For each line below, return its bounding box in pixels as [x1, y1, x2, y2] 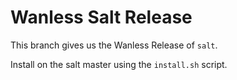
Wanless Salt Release [10, 6, 193, 29]
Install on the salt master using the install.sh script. [10, 58, 228, 70]
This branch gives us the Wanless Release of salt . [10, 39, 218, 51]
